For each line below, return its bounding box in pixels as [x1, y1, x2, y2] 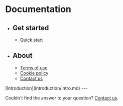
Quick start [20, 37, 43, 43]
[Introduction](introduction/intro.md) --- [5, 85, 88, 91]
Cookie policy [20, 70, 49, 76]
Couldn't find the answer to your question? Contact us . [5, 94, 119, 101]
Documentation [5, 4, 72, 15]
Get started [12, 24, 49, 32]
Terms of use [20, 64, 48, 71]
